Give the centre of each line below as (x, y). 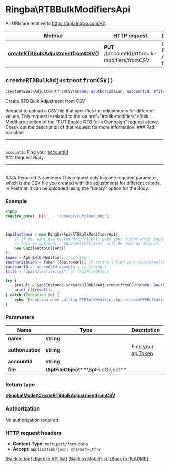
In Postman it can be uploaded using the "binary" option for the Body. (77, 188)
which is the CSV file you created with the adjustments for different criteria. (83, 183)
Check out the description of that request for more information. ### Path (80, 127)
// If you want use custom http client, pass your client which (83, 239)
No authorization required (32, 420)
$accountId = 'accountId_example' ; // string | (56, 267)
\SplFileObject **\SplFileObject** (86, 370)
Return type (20, 385)
